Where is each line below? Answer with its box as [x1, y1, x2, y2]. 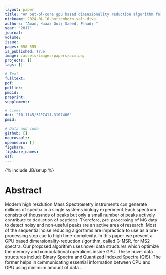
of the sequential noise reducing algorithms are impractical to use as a [5, 227, 148, 233]
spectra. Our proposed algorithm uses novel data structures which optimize [5, 243, 159, 249]
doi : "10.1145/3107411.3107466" [5, 112, 72, 118]
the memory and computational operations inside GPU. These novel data [5, 248, 153, 254]
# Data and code [5, 126, 39, 131]
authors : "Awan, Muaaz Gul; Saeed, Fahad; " [5, 21, 98, 26]
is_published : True [5, 49, 45, 54]
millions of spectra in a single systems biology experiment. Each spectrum [5, 206, 157, 212]
